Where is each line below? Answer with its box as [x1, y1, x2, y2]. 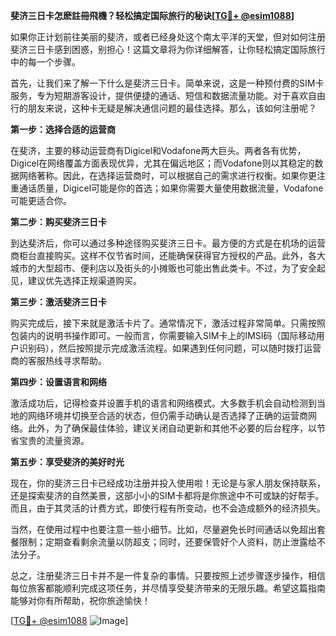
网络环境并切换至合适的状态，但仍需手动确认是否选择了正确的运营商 [27, 410, 308, 421]
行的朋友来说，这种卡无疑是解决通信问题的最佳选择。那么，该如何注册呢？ [10, 102, 317, 114]
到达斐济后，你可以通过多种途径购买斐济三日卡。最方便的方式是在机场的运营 [10, 237, 326, 249]
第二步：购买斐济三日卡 [10, 216, 107, 228]
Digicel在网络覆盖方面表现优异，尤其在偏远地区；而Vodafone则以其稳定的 [10, 157, 315, 169]
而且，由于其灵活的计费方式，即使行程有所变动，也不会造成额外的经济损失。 [10, 502, 326, 514]
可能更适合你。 [10, 195, 72, 206]
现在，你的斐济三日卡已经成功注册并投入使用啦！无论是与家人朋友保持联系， [10, 477, 326, 489]
